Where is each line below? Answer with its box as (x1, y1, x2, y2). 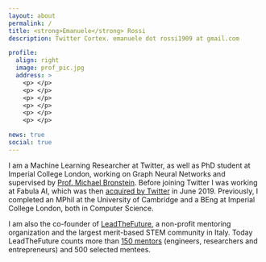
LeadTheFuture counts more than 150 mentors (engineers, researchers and (8, 235, 258, 246)
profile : (8, 49, 38, 57)
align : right (15, 56, 60, 64)
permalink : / (8, 19, 52, 27)
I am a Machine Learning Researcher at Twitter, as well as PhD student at (8, 160, 251, 170)
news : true (8, 131, 45, 139)
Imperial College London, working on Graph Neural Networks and (8, 168, 226, 178)
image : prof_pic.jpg (15, 64, 85, 73)
